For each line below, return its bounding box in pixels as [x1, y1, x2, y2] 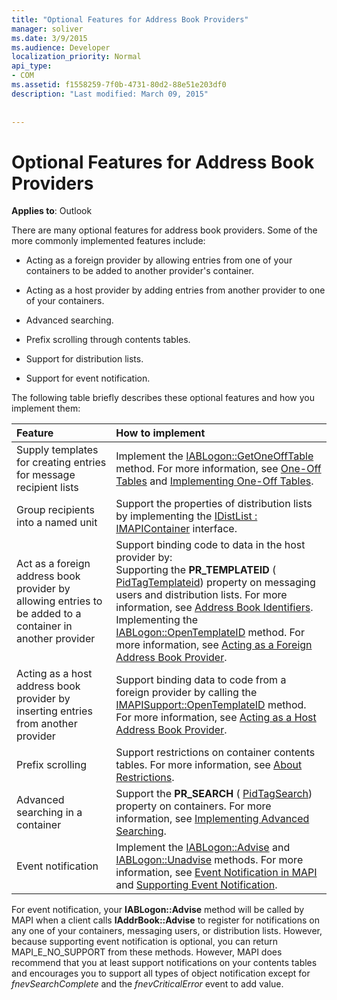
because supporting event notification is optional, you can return [11, 936, 278, 948]
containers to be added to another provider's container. [25, 265, 254, 277]
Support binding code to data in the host [115, 538, 306, 552]
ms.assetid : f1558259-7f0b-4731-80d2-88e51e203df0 [11, 80, 227, 90]
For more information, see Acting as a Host [115, 711, 317, 725]
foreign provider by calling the [115, 686, 258, 700]
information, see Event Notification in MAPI [115, 866, 318, 880]
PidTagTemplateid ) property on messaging [115, 576, 316, 590]
